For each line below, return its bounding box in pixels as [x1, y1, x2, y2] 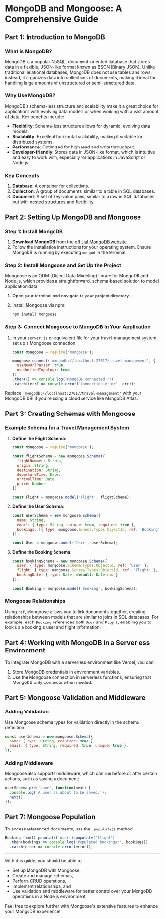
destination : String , [17, 468, 61, 473]
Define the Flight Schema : [12, 436, 66, 442]
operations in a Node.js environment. [12, 893, 87, 900]
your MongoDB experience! [5, 908, 61, 915]
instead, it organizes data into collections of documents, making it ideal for [5, 74, 156, 80]
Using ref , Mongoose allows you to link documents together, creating [5, 608, 146, 615]
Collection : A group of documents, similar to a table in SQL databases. [12, 188, 156, 194]
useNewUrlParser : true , [17, 363, 65, 368]
